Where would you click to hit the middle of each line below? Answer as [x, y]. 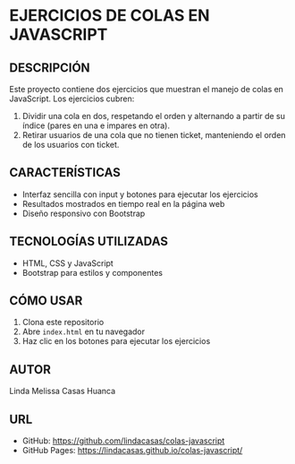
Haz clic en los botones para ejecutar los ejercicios [116, 341]
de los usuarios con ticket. [71, 145]
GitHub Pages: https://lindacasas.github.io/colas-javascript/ [132, 451]
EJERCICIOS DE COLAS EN [110, 16]
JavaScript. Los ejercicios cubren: [72, 99]
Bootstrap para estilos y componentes [93, 272]
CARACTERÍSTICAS [65, 172]
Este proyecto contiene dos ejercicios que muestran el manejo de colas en [147, 89]
